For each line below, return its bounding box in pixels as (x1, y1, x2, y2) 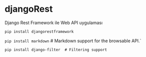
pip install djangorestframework (4, 29, 74, 34)
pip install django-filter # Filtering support (4, 47, 107, 52)
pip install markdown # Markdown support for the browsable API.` (4, 38, 142, 44)
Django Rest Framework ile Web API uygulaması (4, 20, 103, 26)
